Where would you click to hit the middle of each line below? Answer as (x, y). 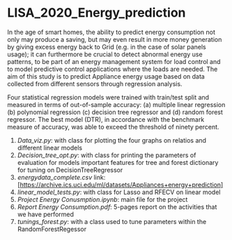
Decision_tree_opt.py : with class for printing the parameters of (107, 155)
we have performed (46, 214)
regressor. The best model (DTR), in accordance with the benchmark (106, 119)
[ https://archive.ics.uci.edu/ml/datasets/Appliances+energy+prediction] (120, 184)
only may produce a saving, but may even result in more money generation (115, 39)
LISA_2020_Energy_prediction (96, 13)
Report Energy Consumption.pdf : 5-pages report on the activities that (117, 207)
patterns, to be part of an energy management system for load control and (114, 61)
